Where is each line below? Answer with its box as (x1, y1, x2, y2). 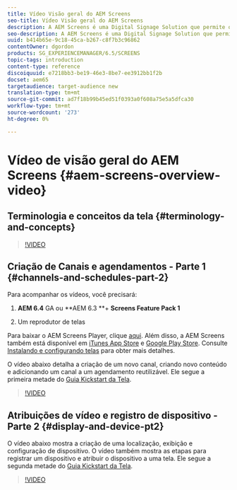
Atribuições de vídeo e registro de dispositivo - (7, 409, 218, 421)
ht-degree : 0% (7, 115, 49, 122)
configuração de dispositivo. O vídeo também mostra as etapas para (7, 447, 207, 455)
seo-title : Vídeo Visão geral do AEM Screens (7, 17, 143, 24)
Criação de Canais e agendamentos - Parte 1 (7, 261, 206, 273)
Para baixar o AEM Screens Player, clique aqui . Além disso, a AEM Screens (7, 332, 225, 340)
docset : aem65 (7, 76, 49, 83)
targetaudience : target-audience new (7, 83, 119, 90)
